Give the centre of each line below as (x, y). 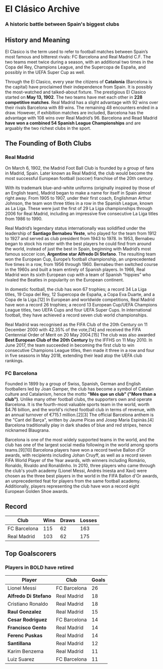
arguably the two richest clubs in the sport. (48, 128)
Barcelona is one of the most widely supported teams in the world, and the (80, 440)
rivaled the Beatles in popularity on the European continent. (64, 280)
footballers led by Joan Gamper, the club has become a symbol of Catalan (80, 389)
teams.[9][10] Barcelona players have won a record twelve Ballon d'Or (75, 450)
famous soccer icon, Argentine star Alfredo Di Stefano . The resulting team (81, 254)
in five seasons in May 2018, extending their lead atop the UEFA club (74, 355)
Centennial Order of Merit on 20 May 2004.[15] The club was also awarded (80, 334)
